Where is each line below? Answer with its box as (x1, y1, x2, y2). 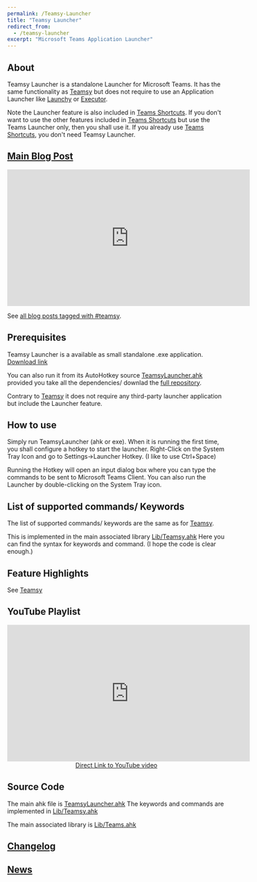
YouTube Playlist (7, 606, 81, 618)
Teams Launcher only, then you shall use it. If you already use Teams (7, 123, 204, 131)
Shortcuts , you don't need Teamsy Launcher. (7, 130, 136, 139)
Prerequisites (7, 332, 67, 344)
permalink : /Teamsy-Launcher (7, 10, 91, 17)
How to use (7, 419, 57, 431)
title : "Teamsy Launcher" (7, 17, 82, 24)
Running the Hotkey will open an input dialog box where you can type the (7, 466, 216, 474)
